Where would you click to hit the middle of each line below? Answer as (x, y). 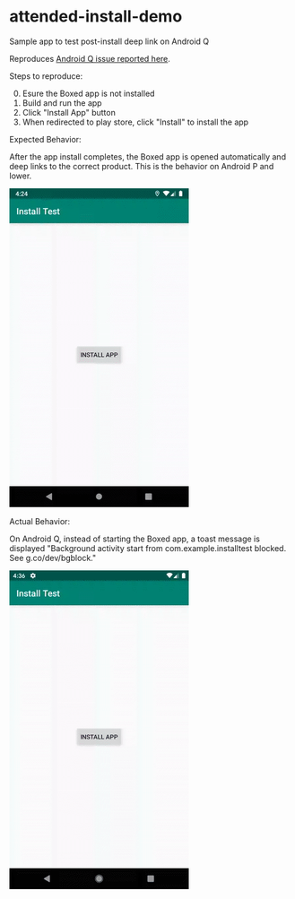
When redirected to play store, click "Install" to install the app (135, 122)
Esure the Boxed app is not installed (88, 93)
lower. (21, 176)
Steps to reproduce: (46, 76)
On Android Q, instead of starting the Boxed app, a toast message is (134, 539)
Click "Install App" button (69, 112)
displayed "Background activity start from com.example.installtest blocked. (148, 548)
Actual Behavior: (39, 521)
